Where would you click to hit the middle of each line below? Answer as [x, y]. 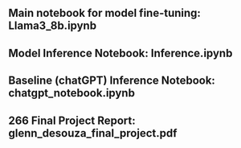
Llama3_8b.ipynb [53, 26]
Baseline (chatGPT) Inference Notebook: [112, 81]
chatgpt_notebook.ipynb [71, 93]
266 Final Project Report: [72, 120]
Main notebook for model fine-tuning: [104, 13]
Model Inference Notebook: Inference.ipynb [120, 53]
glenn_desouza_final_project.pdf [93, 133]
